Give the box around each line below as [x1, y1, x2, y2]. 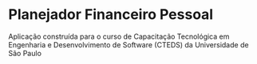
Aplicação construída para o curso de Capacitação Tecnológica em [8, 32, 230, 41]
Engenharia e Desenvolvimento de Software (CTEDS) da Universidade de [8, 40, 249, 49]
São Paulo [8, 48, 42, 58]
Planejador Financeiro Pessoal [8, 6, 214, 24]
